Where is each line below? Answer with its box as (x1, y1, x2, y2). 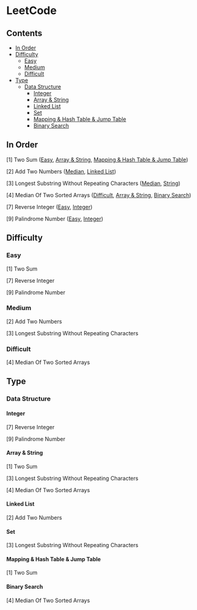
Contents (6, 28, 43, 38)
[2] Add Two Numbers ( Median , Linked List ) (6, 167, 116, 175)
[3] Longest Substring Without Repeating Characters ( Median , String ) (6, 180, 181, 187)
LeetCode (6, 4, 57, 18)
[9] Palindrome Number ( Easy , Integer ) (6, 215, 104, 222)
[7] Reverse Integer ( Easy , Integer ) (6, 203, 93, 211)
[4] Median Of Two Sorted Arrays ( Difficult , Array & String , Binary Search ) (6, 191, 192, 198)
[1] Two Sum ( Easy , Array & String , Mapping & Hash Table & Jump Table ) (6, 156, 188, 163)
